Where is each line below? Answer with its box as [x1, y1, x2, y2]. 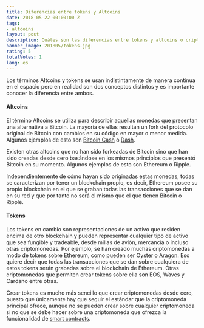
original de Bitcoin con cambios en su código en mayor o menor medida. [6, 129, 188, 137]
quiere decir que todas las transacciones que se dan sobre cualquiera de [6, 258, 189, 265]
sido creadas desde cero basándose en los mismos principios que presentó [6, 154, 196, 162]
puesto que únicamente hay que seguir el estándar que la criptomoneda [6, 295, 187, 302]
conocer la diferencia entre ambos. [6, 89, 94, 97]
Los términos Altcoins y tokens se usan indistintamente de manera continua [6, 77, 195, 84]
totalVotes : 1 [6, 54, 42, 60]
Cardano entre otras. [6, 277, 58, 284]
